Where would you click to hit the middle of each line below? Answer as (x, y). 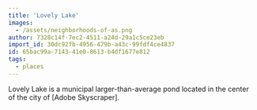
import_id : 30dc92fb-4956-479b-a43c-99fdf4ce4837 (92, 45)
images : (21, 23)
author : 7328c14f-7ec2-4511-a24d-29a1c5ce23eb (86, 37)
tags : (17, 60)
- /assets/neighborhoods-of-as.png (74, 30)
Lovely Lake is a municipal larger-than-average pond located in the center (128, 89)
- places (30, 67)
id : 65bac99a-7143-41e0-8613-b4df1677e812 (79, 52)
